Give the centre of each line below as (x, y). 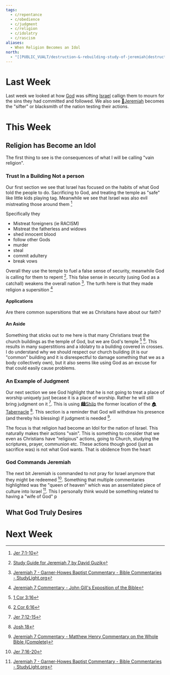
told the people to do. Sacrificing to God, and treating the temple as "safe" (83, 192)
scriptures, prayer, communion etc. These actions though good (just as (79, 444)
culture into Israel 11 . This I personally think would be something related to (82, 491)
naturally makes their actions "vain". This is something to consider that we (83, 433)
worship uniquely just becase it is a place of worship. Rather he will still (79, 397)
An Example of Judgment (38, 381)
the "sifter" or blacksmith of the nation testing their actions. (67, 107)
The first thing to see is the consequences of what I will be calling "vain (80, 158)
